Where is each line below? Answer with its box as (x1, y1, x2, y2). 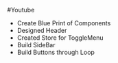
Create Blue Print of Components (16, 19, 111, 27)
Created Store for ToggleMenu (16, 34, 104, 42)
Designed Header (16, 27, 67, 34)
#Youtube (7, 6, 35, 14)
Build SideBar (16, 41, 56, 49)
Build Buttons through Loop (16, 48, 95, 56)
